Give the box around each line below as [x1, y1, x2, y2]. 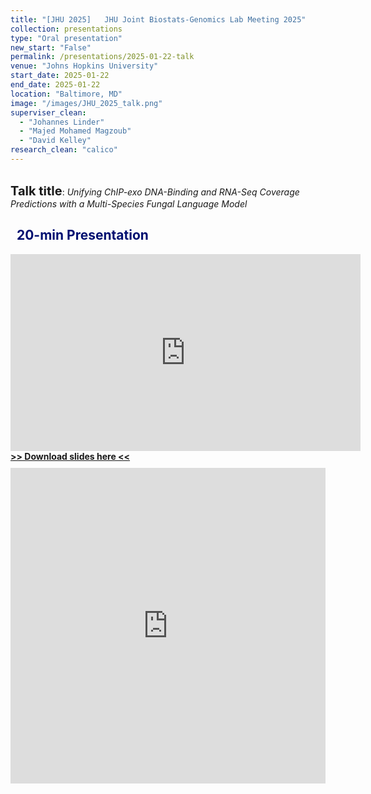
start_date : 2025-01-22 [10, 71, 110, 81]
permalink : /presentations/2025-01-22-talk [10, 52, 195, 62]
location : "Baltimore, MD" [10, 89, 123, 99]
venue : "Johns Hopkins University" [10, 61, 159, 71]
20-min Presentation [16, 227, 149, 244]
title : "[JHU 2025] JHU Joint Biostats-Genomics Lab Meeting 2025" [10, 14, 307, 25]
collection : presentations [10, 24, 123, 34]
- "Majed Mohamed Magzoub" [19, 126, 132, 136]
